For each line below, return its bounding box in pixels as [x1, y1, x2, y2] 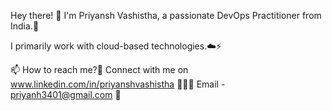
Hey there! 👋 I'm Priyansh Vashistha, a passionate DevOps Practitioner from [10, 10, 322, 21]
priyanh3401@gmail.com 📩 [10, 89, 122, 100]
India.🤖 [10, 20, 40, 32]
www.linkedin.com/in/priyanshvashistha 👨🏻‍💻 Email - [10, 78, 226, 90]
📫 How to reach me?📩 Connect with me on [10, 64, 189, 75]
